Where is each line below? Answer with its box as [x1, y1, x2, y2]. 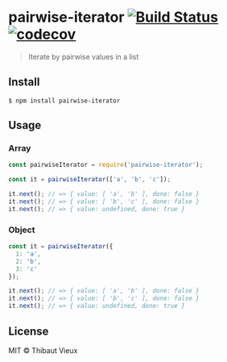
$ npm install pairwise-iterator [8, 97, 121, 105]
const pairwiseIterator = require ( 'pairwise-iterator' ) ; [8, 161, 204, 169]
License [8, 324, 49, 338]
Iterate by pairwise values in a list [27, 52, 139, 61]
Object [8, 224, 35, 235]
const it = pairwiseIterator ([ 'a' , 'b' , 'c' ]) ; [8, 176, 171, 184]
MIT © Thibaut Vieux [8, 345, 78, 355]
